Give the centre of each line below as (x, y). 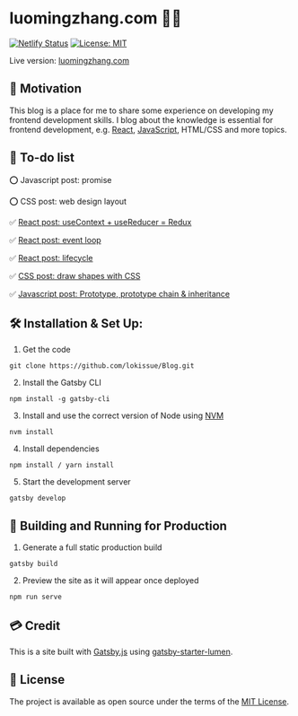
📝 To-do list (42, 157)
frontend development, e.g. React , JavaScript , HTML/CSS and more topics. (148, 129)
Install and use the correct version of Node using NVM (123, 415)
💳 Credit (35, 626)
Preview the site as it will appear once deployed (110, 581)
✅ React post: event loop (55, 240)
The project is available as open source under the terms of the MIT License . (149, 701)
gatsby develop (38, 498)
